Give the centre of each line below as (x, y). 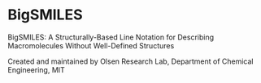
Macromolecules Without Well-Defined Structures (91, 45)
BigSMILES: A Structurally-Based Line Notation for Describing (111, 37)
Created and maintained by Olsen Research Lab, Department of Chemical (130, 61)
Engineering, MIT (37, 69)
